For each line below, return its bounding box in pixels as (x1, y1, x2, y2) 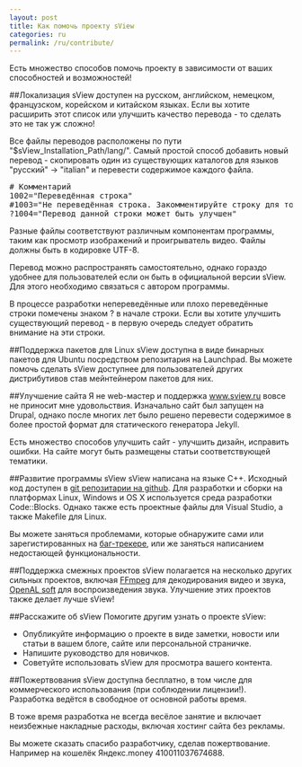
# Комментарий (9, 181, 72, 192)
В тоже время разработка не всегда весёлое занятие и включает (9, 711, 262, 722)
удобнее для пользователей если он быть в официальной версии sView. (9, 271, 287, 283)
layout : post (9, 13, 58, 22)
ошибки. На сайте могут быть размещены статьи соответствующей (9, 446, 271, 457)
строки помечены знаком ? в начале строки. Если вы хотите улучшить (9, 308, 281, 319)
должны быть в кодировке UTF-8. (9, 244, 139, 256)
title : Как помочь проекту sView (9, 22, 135, 31)
